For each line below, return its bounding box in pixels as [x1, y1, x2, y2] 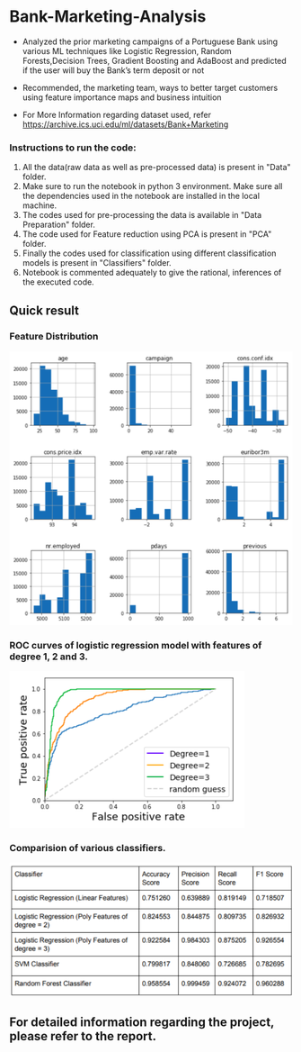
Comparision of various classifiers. [9, 841, 166, 854]
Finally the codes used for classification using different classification [22, 248, 277, 258]
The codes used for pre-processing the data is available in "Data [22, 210, 262, 221]
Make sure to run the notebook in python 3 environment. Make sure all [22, 181, 283, 192]
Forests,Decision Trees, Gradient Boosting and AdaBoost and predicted [22, 55, 288, 66]
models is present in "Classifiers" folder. [22, 258, 173, 268]
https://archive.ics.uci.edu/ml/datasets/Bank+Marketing [22, 119, 229, 130]
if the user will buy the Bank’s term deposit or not [22, 65, 205, 76]
